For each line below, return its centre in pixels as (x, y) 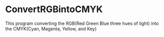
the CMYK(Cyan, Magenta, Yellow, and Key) (51, 28)
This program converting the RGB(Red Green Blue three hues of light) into (82, 23)
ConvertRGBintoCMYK (54, 9)
